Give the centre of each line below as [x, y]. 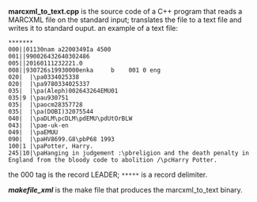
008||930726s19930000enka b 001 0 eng [84, 70]
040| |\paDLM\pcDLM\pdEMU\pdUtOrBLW [70, 118]
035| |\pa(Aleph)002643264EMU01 [63, 91]
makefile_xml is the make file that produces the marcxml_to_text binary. [125, 190]
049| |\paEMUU [33, 133]
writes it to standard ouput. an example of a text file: [93, 28]
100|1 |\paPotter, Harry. [51, 146]
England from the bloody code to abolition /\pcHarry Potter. [113, 160]
